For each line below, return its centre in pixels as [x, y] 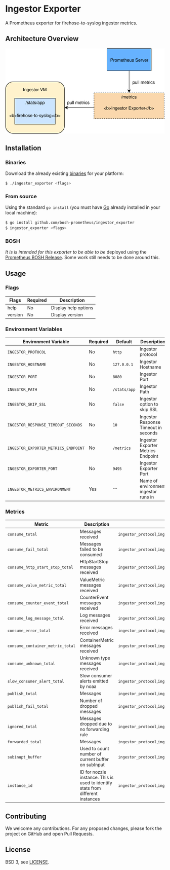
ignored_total [22, 727]
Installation [23, 148]
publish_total [22, 694]
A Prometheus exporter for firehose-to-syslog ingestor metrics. [71, 23]
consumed [91, 555]
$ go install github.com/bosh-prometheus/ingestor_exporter [70, 223]
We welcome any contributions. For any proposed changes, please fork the [83, 828]
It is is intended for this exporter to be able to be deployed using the [76, 252]
